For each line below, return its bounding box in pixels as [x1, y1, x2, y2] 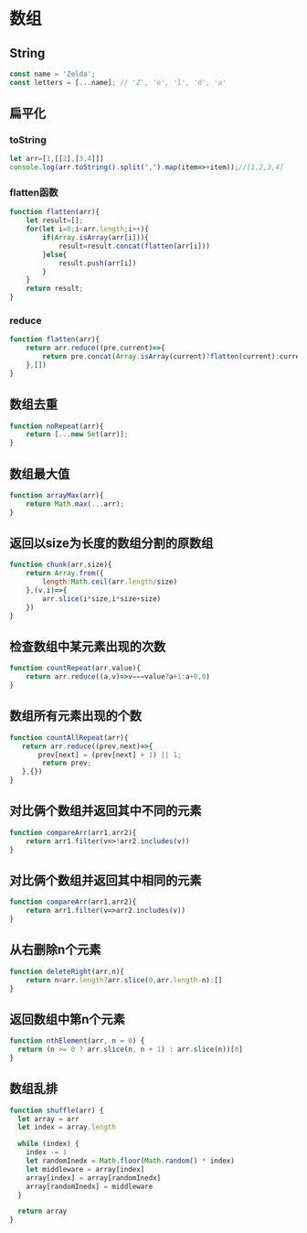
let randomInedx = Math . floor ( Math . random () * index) [26, 1156, 235, 1166]
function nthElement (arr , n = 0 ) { [9, 1036, 145, 1045]
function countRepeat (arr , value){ [9, 664, 142, 673]
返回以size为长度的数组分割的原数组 [9, 536, 214, 552]
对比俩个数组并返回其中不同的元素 [9, 803, 202, 819]
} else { [42, 250, 68, 259]
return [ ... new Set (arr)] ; [26, 430, 129, 439]
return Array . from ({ [26, 569, 104, 578]
